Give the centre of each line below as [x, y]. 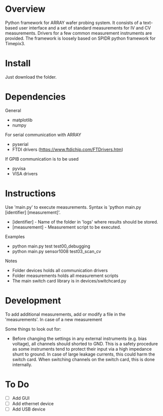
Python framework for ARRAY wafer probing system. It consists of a [74, 23]
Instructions [30, 194]
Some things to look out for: [33, 329]
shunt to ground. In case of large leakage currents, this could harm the [84, 354]
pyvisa [19, 168]
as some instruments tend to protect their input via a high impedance [82, 349]
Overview [25, 9]
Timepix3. [15, 43]
